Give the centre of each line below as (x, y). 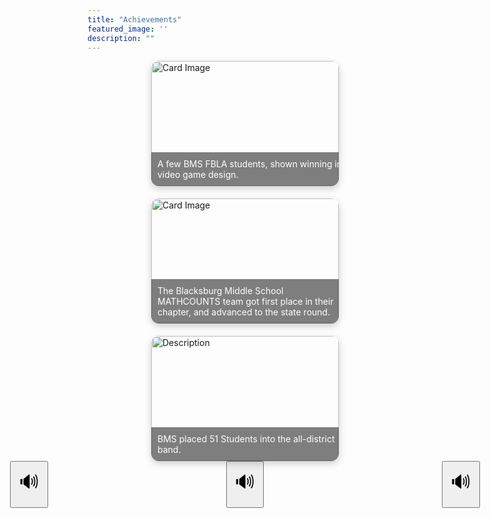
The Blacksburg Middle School (220, 291)
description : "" (121, 38)
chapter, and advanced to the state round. (244, 312)
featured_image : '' (128, 29)
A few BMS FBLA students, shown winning (245, 164)
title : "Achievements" (134, 19)
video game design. (198, 175)
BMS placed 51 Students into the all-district (246, 439)
